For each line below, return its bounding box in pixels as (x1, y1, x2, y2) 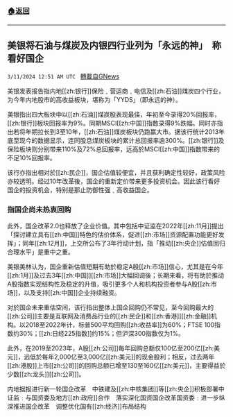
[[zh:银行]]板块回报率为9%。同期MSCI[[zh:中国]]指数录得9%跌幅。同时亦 (7, 119, 217, 128)
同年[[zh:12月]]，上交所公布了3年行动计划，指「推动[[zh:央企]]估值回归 (21, 239, 225, 248)
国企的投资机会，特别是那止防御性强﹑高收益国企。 (7, 186, 153, 194)
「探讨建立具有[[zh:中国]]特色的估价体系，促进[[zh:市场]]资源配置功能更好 (7, 230, 218, 239)
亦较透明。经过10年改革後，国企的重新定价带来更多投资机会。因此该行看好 (7, 177, 221, 185)
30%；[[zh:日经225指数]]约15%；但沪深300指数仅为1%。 (19, 330, 185, 338)
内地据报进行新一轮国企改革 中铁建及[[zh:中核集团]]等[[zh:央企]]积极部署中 (7, 385, 225, 393)
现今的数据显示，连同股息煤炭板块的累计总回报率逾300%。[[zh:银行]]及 (19, 137, 225, 145)
